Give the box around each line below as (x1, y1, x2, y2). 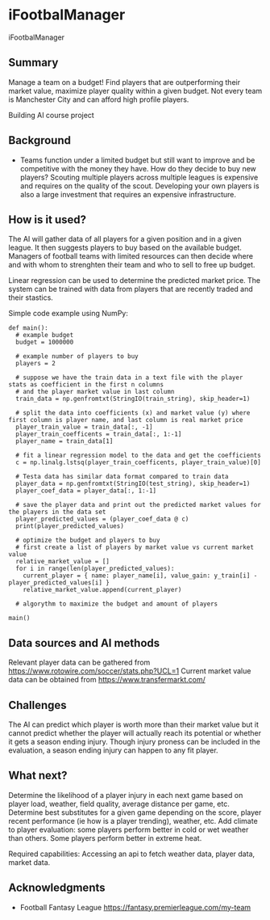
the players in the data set (8, 508, 106, 517)
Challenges (8, 698, 67, 712)
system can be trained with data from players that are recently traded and (8, 285, 254, 294)
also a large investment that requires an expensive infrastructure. (19, 189, 236, 199)
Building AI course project (8, 110, 94, 120)
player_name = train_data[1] (15, 437, 114, 445)
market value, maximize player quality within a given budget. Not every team (8, 86, 263, 95)
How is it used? (8, 213, 87, 226)
